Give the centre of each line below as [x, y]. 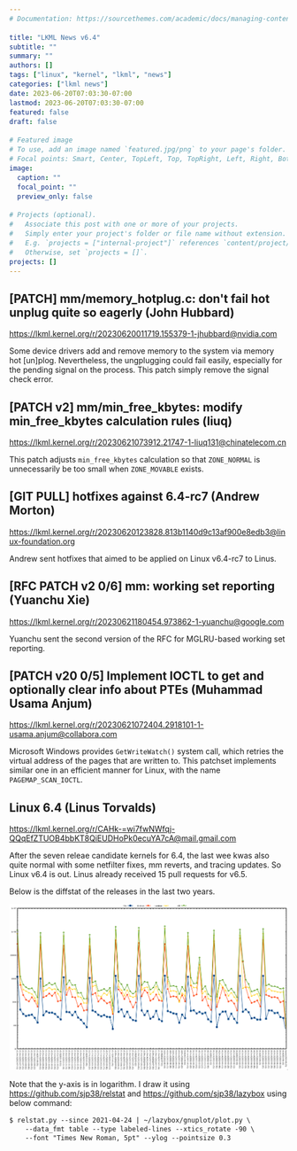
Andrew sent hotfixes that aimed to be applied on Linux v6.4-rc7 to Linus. [143, 558]
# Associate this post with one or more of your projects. [124, 225]
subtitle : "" [33, 47]
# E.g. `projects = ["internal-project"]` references [114, 243]
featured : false [39, 112]
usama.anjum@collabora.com [63, 735]
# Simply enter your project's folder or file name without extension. [148, 234]
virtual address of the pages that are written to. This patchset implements [143, 761]
